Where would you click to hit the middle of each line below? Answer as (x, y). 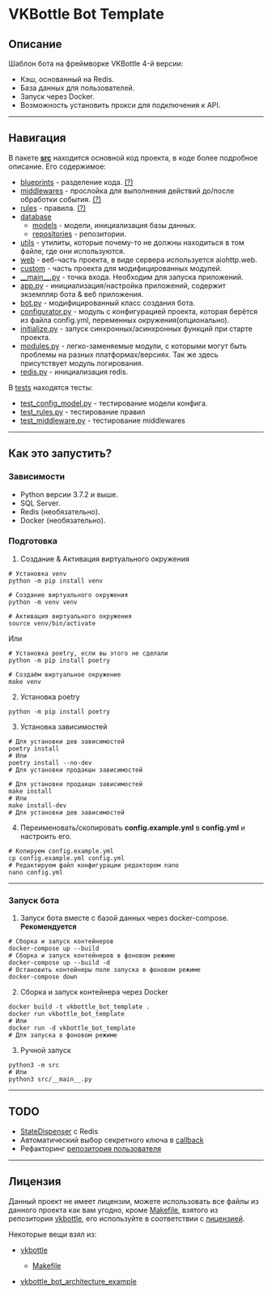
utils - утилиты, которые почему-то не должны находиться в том (132, 242)
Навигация (37, 138)
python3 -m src (34, 1065)
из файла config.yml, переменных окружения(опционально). (125, 320)
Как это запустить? (60, 454)
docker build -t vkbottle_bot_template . (79, 1007)
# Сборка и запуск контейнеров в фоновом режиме (92, 956)
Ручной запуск (45, 1051)
